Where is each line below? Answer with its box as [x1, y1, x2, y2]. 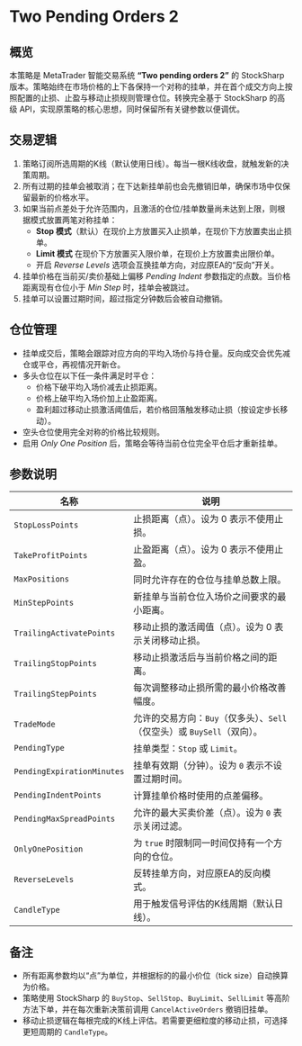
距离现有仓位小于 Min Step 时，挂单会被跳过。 [22, 282, 194, 293]
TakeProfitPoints [13, 551, 88, 561]
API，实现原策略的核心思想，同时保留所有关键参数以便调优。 [19, 104, 245, 114]
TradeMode [13, 719, 56, 730]
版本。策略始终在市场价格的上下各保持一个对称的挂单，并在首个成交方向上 [9, 81, 285, 92]
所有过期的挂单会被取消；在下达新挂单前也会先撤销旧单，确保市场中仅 [22, 180, 283, 191]
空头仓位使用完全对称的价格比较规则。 [22, 426, 164, 437]
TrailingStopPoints [13, 659, 97, 669]
